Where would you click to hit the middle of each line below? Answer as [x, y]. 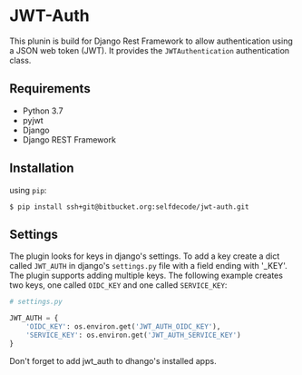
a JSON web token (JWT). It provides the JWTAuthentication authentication [150, 50]
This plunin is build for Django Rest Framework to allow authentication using [151, 41]
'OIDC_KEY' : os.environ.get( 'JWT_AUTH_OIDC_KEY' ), [123, 327]
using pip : [28, 190]
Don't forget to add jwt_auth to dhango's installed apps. [113, 360]
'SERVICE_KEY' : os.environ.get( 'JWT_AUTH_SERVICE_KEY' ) [134, 335]
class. [20, 60]
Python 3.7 [43, 111]
